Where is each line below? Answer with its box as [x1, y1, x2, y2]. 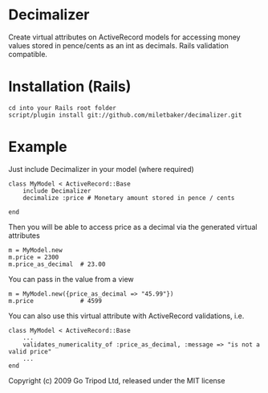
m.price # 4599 [8, 297, 103, 305]
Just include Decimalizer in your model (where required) [8, 164, 194, 174]
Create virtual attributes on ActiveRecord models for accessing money [8, 32, 241, 42]
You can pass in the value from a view [8, 274, 134, 284]
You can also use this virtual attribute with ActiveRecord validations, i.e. [8, 311, 245, 321]
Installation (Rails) [8, 78, 132, 96]
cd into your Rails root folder [8, 104, 116, 112]
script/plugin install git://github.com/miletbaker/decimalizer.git [8, 111, 242, 119]
